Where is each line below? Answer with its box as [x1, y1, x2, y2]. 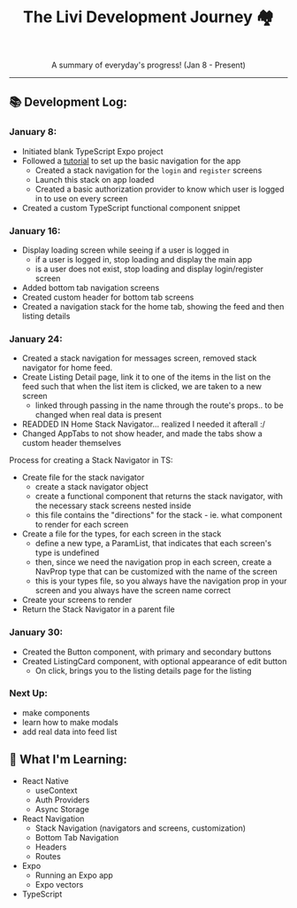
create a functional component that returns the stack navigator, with [34, 491, 283, 502]
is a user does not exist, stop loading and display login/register [34, 263, 263, 274]
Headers [34, 841, 67, 852]
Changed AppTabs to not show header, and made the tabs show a [21, 428, 263, 439]
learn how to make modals [21, 716, 119, 727]
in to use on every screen [34, 192, 128, 204]
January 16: [9, 224, 61, 237]
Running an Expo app [34, 870, 113, 881]
